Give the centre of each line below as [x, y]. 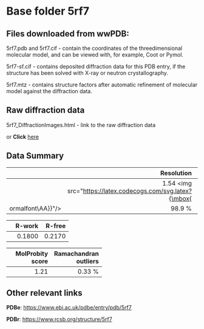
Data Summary [35, 156]
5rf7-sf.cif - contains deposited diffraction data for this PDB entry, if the [96, 66]
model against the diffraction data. [49, 91]
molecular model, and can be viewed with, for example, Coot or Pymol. [95, 55]
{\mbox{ [181, 198]
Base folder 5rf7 [48, 11]
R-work [27, 226]
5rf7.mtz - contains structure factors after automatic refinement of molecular [102, 85]
